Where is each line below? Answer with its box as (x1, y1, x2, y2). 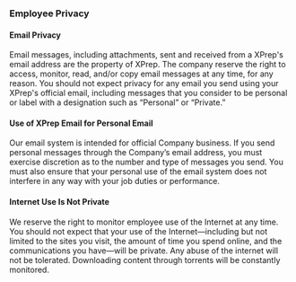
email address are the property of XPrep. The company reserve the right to (9, 59, 286, 70)
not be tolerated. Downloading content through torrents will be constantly (9, 254, 281, 265)
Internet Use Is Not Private (9, 196, 110, 207)
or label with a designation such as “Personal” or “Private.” (9, 97, 226, 108)
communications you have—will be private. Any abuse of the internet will (9, 245, 279, 256)
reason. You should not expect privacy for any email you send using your (9, 78, 280, 89)
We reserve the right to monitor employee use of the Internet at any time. (9, 216, 279, 227)
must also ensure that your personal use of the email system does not (9, 166, 267, 177)
